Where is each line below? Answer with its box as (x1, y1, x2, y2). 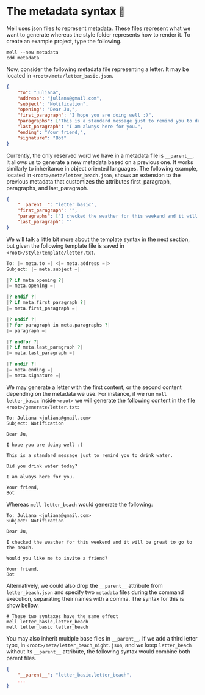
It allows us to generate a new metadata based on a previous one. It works (6, 158, 193, 166)
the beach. (6, 544, 34, 551)
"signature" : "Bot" (17, 135, 67, 141)
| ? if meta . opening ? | (6, 277, 64, 283)
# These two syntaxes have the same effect (6, 613, 119, 619)
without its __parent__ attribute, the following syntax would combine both (6, 647, 190, 655)
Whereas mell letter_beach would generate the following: (6, 500, 153, 508)
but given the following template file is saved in (6, 242, 124, 249)
